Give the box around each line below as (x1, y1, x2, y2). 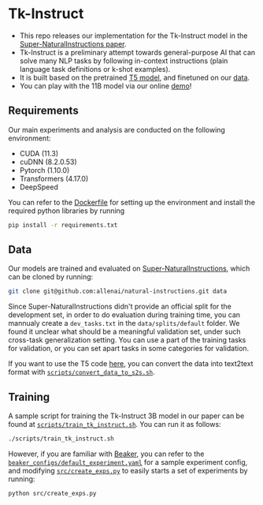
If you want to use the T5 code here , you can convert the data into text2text (8, 359, 254, 368)
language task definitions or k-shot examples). (19, 64, 171, 73)
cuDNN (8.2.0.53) (19, 157, 77, 166)
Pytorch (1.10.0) (19, 165, 70, 174)
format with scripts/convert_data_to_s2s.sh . (8, 368, 155, 377)
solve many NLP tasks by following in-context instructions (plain (19, 56, 228, 65)
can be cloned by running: (8, 272, 94, 282)
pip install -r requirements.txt (8, 221, 118, 229)
